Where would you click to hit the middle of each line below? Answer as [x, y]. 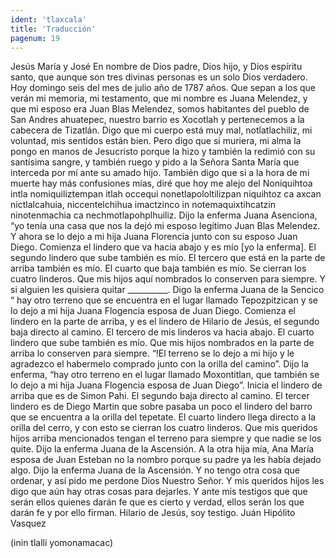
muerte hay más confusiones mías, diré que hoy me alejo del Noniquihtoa [161, 183]
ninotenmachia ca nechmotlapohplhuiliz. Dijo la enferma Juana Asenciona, [164, 215]
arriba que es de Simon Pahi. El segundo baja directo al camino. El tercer [160, 396]
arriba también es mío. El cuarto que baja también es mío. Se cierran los [158, 268]
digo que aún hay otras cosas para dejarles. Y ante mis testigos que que [159, 492]
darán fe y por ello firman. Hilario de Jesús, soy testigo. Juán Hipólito [153, 513]
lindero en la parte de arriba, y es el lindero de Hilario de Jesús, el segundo [165, 322]
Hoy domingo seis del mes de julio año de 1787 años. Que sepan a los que [163, 88]
